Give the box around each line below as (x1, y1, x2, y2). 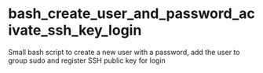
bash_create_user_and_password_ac (8, 5, 255, 23)
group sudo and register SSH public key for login (8, 56, 166, 65)
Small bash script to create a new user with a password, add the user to (8, 47, 240, 57)
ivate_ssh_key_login (8, 21, 142, 39)
